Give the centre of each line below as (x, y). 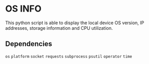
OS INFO (23, 9)
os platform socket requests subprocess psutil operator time (69, 56)
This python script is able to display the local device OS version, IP (75, 23)
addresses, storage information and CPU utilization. (59, 28)
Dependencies (29, 44)
